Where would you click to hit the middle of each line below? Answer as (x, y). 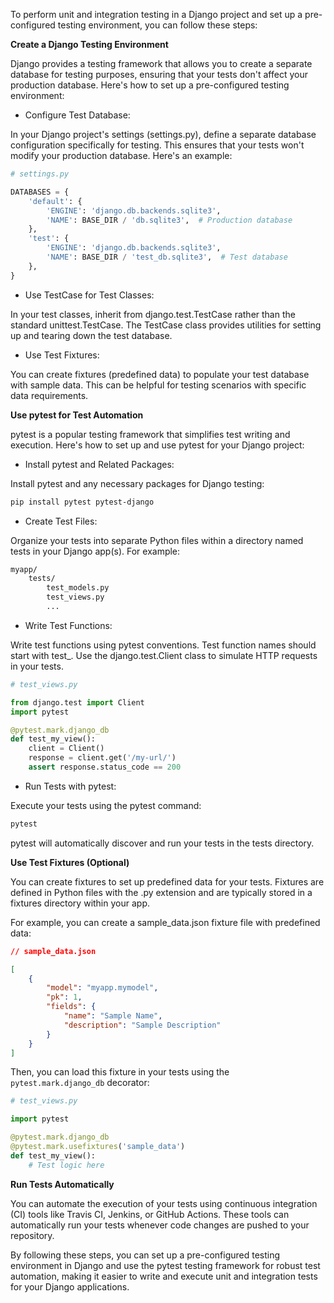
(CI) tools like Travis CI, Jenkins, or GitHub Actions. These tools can (150, 1214)
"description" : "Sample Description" (142, 1025)
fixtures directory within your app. (80, 903)
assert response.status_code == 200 (105, 767)
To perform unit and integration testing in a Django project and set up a (156, 14)
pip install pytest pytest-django (82, 502)
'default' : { (55, 201)
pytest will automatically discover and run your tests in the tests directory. (162, 843)
